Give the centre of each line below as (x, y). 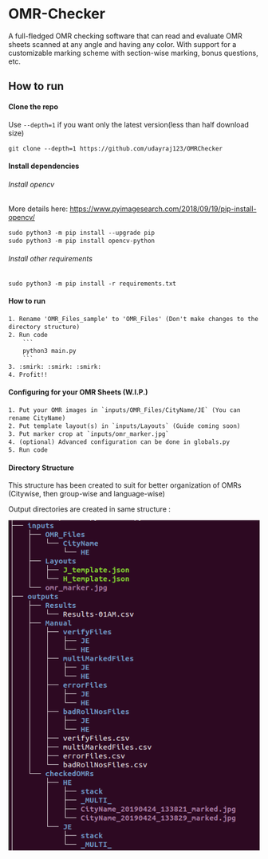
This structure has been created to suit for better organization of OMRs (125, 485)
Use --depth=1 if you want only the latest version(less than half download (128, 124)
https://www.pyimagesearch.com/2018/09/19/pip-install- (163, 209)
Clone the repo (33, 106)
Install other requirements (51, 258)
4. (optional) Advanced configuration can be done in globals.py (119, 442)
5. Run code (28, 450)
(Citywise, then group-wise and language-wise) (87, 494)
